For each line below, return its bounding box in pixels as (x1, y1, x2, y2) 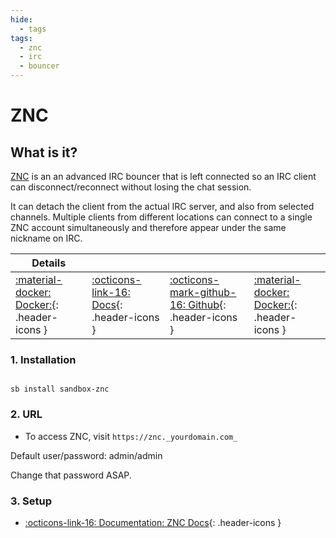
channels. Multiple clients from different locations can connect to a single (10, 211, 313, 223)
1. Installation (10, 352, 77, 366)
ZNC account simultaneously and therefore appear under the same (10, 222, 287, 233)
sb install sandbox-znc (10, 384, 110, 395)
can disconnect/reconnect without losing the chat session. (10, 181, 252, 193)
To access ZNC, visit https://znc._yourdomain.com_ (24, 430, 238, 442)
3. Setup (10, 494, 52, 508)
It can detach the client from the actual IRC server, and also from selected (10, 201, 315, 212)
